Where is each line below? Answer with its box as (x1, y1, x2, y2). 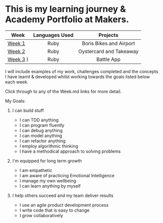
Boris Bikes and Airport (81, 40, 135, 47)
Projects (98, 31, 119, 38)
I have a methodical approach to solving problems (19, 148, 121, 154)
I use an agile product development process (19, 202, 109, 208)
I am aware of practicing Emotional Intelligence (19, 172, 114, 178)
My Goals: (5, 98, 26, 104)
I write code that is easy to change (19, 207, 90, 213)
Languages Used (33, 31, 74, 38)
